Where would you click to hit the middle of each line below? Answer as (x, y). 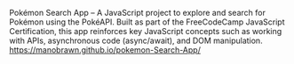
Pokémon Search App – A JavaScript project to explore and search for (138, 13)
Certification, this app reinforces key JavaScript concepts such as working (146, 31)
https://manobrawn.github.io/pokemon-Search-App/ (105, 50)
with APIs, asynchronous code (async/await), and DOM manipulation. (136, 40)
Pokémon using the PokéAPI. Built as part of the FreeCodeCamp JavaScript (147, 22)
